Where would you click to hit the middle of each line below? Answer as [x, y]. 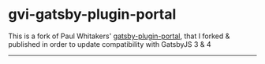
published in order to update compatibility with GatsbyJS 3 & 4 [110, 44]
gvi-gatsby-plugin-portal [92, 14]
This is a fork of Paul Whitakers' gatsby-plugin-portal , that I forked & [119, 36]
